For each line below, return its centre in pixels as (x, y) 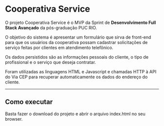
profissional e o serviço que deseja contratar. (51, 62)
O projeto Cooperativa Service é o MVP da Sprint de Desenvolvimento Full (81, 22)
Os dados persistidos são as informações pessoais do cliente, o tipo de (77, 57)
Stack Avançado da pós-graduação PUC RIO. (51, 27)
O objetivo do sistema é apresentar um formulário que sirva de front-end (78, 37)
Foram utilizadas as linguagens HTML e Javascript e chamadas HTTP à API (81, 71)
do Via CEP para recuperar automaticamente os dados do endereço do (76, 77)
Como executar (29, 102)
